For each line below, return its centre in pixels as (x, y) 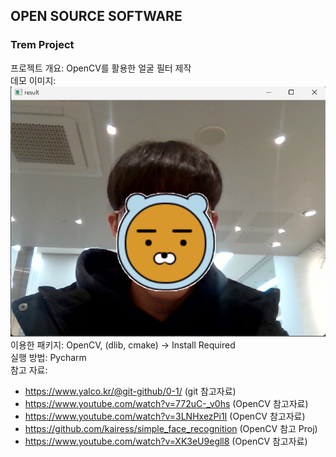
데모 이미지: (33, 80)
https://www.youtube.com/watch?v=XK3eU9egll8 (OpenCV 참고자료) (166, 441)
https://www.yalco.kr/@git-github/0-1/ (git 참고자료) (130, 391)
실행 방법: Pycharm (48, 357)
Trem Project (42, 45)
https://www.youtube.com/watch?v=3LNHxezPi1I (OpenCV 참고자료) (165, 416)
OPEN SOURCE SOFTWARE (96, 16)
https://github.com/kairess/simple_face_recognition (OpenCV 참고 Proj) (171, 428)
